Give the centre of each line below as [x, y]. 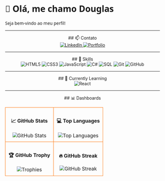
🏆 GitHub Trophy [29, 155]
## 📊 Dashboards [82, 98]
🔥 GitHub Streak [78, 156]
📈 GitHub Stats [29, 121]
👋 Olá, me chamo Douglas [59, 9]
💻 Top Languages [78, 121]
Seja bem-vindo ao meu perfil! [35, 23]
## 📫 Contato [82, 38]
